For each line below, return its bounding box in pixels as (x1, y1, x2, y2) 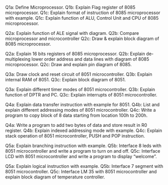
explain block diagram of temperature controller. (5, 174, 105, 180)
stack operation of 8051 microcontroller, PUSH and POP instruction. (5, 133, 145, 138)
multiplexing (5, 56, 31, 62)
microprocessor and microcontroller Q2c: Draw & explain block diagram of (5, 35, 159, 41)
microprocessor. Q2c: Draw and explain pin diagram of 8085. (5, 62, 132, 67)
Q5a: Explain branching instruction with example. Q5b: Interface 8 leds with (5, 143, 162, 149)
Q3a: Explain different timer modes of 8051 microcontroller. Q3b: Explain (5, 86, 155, 92)
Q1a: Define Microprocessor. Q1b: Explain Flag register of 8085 (5, 5, 136, 10)
